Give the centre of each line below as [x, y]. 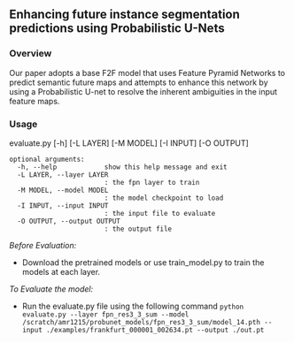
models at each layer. [61, 271]
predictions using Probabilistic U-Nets [117, 29]
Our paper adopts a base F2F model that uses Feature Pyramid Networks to [147, 72]
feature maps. [35, 101]
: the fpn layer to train [152, 182]
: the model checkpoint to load [164, 198]
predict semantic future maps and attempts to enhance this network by [139, 82]
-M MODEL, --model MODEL [63, 190]
